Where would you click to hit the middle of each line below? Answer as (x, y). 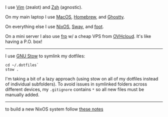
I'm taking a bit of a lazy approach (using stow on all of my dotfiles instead (82, 79)
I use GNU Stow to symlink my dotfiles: (45, 56)
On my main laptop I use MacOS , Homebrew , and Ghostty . (65, 17)
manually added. (22, 95)
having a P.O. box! (24, 41)
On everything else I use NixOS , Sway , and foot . (54, 26)
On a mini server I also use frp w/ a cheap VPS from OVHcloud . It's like (78, 36)
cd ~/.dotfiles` (22, 65)
